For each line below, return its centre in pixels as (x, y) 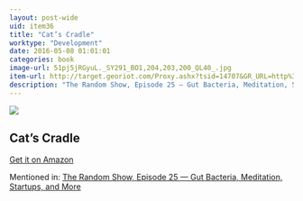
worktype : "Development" (56, 43)
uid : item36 (32, 26)
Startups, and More (45, 187)
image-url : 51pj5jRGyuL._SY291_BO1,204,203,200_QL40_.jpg (120, 69)
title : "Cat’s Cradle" (52, 34)
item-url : (28, 77)
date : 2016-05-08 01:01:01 (60, 51)
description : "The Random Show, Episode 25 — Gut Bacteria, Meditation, (149, 85)
